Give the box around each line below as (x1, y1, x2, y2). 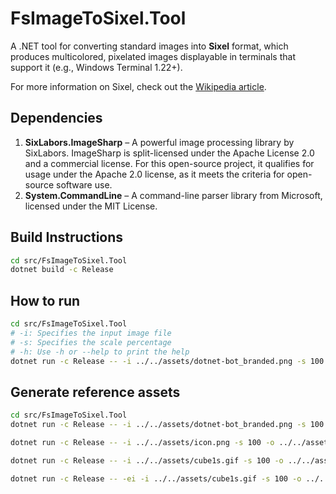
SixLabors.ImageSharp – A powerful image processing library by (24, 136, 295, 148)
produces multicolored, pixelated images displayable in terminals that (10, 50, 296, 62)
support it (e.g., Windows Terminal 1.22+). (10, 61, 183, 73)
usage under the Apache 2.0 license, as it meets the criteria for (24, 168, 285, 180)
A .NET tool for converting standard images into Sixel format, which (10, 40, 289, 52)
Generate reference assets (10, 383, 181, 401)
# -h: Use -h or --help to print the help (10, 347, 190, 357)
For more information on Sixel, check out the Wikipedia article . (10, 80, 267, 92)
